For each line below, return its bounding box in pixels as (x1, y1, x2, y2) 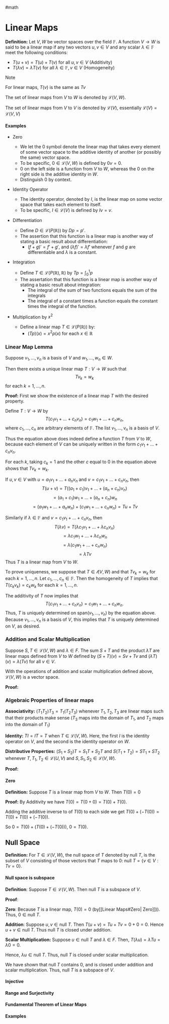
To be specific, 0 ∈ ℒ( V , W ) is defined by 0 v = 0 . (20, 160, 122, 166)
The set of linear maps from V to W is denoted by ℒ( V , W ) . (5, 94, 126, 100)
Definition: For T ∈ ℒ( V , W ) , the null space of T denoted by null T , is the (5, 852, 155, 858)
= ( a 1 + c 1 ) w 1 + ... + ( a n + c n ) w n (53, 495, 117, 502)
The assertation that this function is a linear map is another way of (20, 276, 157, 282)
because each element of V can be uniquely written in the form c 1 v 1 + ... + (5, 441, 158, 449)
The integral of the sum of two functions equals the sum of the (27, 287, 157, 293)
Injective (5, 978, 24, 985)
